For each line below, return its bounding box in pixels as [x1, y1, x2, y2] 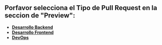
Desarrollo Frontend [11, 29, 54, 35]
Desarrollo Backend [11, 24, 53, 30]
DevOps [11, 34, 29, 40]
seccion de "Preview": [4, 12, 75, 20]
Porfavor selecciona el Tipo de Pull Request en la [4, 4, 158, 12]
